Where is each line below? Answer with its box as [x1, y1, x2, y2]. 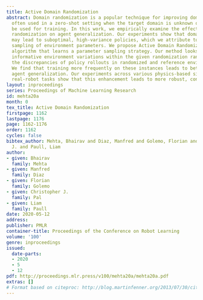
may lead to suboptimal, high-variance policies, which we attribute [11, 37, 190, 43]
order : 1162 [6, 127, 36, 133]
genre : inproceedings [6, 240, 61, 246]
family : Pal [11, 194, 42, 200]
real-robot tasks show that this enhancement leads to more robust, [11, 76, 188, 82]
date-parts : [11, 250, 42, 257]
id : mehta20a [6, 93, 39, 99]
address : [6, 217, 28, 223]
